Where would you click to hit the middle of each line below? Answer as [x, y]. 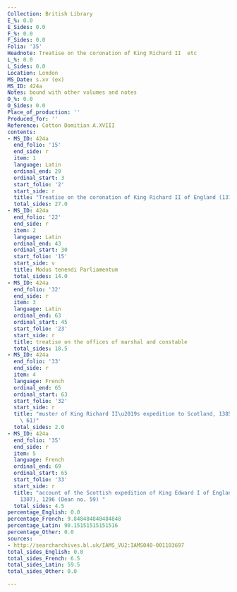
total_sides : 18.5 [41, 349]
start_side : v [34, 263]
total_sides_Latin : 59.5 [44, 565]
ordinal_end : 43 [37, 243]
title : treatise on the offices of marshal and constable [101, 342]
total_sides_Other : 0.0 [42, 572]
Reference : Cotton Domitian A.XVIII [61, 125]
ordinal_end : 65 [37, 388]
